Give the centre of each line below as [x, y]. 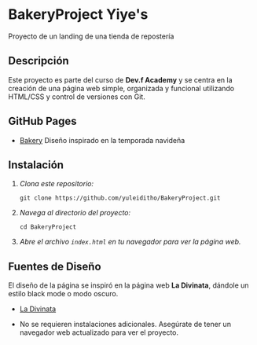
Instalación [36, 165]
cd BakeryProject [48, 227]
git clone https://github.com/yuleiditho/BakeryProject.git [120, 198]
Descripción [39, 61]
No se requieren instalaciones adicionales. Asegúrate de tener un [125, 325]
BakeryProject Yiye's [78, 15]
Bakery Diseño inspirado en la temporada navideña [102, 140]
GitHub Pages [42, 121]
